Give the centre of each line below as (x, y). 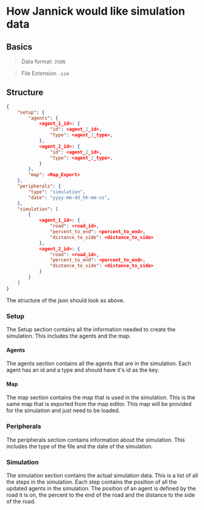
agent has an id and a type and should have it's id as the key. (83, 370)
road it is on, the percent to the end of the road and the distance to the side (101, 495)
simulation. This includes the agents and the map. (69, 336)
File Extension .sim (45, 73)
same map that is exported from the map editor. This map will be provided (99, 404)
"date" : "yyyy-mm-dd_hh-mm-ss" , (69, 198)
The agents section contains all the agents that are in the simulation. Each (99, 364)
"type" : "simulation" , (57, 192)
